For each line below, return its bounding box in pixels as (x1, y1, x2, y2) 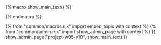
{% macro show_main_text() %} (5, 4, 72, 10)
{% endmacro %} (5, 14, 42, 19)
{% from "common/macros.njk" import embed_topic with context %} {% (5, 23, 157, 29)
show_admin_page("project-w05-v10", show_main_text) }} (5, 34, 127, 40)
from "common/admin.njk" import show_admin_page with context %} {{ (5, 29, 156, 34)
